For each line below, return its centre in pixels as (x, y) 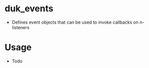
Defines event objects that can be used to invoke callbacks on (75, 22)
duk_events (29, 9)
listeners (21, 27)
